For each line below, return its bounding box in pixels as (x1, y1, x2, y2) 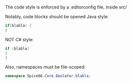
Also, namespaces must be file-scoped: (5, 64, 86, 70)
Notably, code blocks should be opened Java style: (5, 14, 109, 19)
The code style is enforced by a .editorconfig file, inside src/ (5, 4, 127, 10)
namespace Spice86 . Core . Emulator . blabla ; (5, 74, 91, 79)
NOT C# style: (5, 36, 34, 42)
